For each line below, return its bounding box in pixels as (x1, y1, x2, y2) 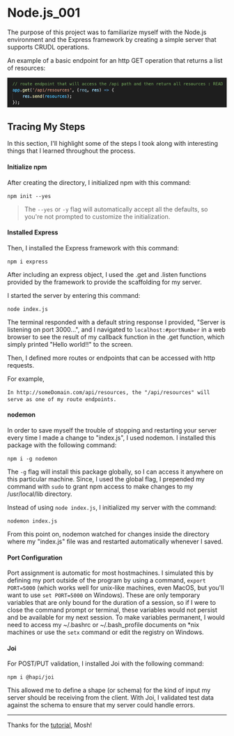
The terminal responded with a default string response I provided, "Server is (7, 317, 226, 326)
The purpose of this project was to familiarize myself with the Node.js (7, 28, 207, 36)
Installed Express (7, 228, 58, 236)
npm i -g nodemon (7, 456, 58, 463)
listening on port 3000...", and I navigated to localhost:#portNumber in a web (7, 325, 226, 333)
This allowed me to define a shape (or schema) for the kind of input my (7, 686, 211, 695)
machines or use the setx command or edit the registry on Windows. (7, 628, 204, 636)
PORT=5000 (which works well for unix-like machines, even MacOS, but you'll (7, 584, 224, 592)
